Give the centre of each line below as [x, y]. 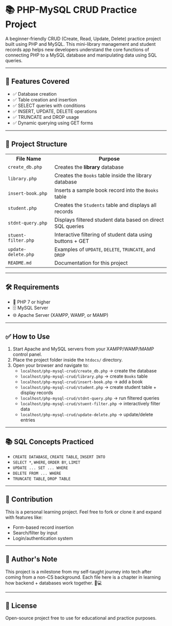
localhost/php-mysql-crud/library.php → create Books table [84, 377]
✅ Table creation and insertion [45, 100]
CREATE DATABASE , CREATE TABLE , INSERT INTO [59, 457]
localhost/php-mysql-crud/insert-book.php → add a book [81, 382]
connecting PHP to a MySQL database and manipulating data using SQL [81, 55]
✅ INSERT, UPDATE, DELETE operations [55, 111]
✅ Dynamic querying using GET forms [53, 123]
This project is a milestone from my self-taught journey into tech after [79, 571]
